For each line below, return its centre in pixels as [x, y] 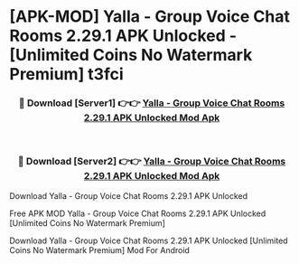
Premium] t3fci [66, 75]
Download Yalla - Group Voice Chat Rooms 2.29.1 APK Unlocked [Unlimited [149, 240]
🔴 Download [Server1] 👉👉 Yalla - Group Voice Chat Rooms [152, 103]
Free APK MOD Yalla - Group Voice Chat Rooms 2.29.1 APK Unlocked [138, 213]
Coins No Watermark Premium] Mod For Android [99, 250]
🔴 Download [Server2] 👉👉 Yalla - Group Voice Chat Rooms [152, 162]
